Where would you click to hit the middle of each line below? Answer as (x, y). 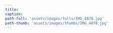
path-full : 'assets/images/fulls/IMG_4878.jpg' (55, 18)
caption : (14, 14)
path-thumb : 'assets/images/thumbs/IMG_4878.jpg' (57, 23)
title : (12, 9)
